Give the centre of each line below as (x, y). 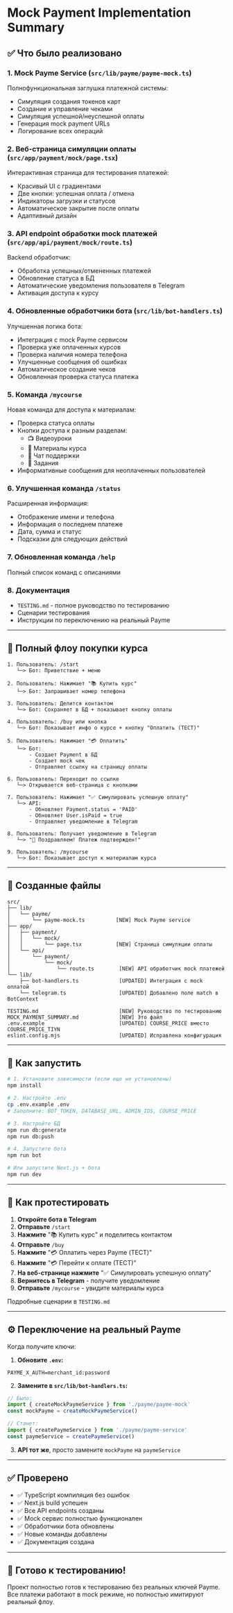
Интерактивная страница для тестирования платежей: (88, 173)
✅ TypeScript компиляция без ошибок (74, 1495)
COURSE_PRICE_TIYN (34, 1029)
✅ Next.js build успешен (52, 1503)
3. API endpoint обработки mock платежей (82, 234)
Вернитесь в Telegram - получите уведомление (88, 1280)
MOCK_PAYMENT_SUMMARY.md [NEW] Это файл (85, 1017)
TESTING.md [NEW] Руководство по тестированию (114, 1011)
